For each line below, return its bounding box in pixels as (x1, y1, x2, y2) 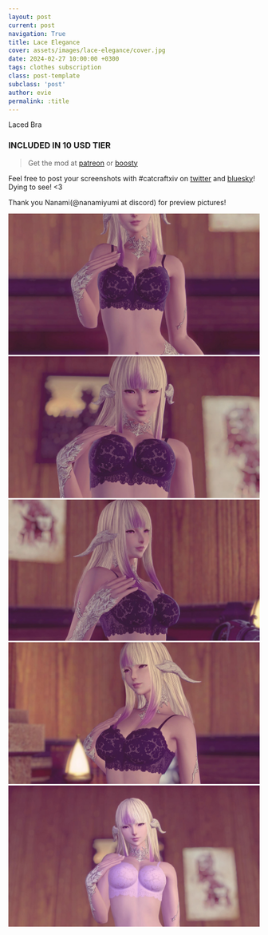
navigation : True (8, 30, 66, 38)
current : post (8, 21, 56, 30)
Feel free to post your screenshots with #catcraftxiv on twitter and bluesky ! (8, 173, 255, 183)
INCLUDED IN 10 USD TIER (8, 140, 112, 151)
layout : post (8, 13, 52, 21)
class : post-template (8, 72, 81, 80)
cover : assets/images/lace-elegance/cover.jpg (8, 46, 166, 55)
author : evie (8, 89, 52, 97)
